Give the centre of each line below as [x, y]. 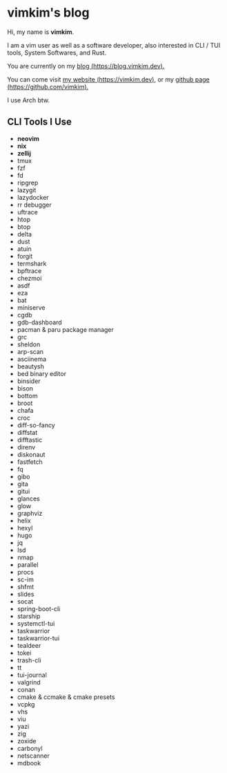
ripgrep [28, 183]
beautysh [31, 366]
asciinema [32, 359]
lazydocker [33, 197]
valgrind [29, 682]
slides [26, 594]
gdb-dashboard [39, 322]
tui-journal [32, 675]
